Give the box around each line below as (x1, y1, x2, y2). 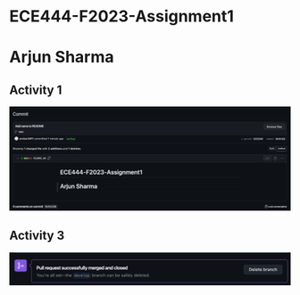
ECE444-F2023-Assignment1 (9, 6, 235, 27)
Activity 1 (9, 82, 62, 97)
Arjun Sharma (9, 47, 114, 68)
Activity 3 (9, 228, 65, 243)
